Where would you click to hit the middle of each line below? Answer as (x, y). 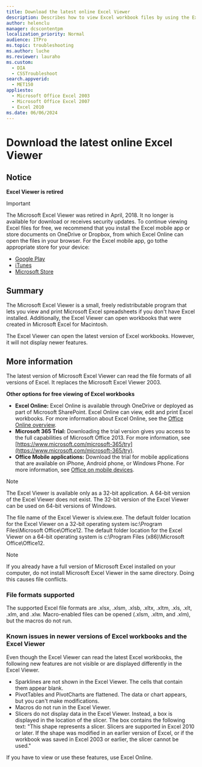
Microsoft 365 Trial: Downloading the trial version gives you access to (103, 431)
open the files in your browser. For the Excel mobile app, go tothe (87, 241)
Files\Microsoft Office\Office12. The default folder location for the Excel (94, 530)
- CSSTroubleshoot (35, 74)
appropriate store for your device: (48, 247)
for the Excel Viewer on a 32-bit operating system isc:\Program (84, 524)
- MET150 (23, 85)
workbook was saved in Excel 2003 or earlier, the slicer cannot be (97, 739)
